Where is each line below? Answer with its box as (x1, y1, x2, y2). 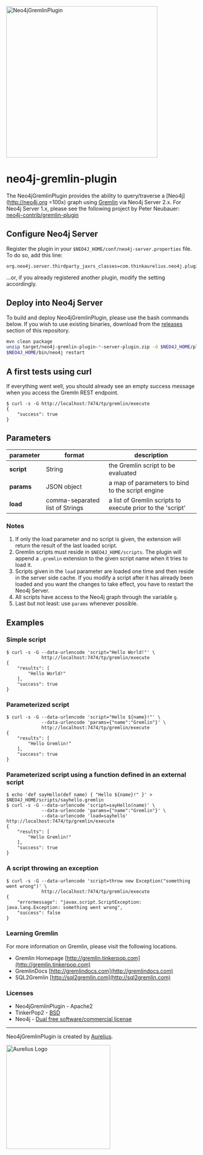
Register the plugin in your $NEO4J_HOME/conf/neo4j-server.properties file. (6, 245, 192, 252)
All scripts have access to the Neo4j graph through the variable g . (14, 594, 178, 601)
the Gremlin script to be (108, 461, 176, 469)
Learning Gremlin (6, 929, 59, 938)
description (134, 451, 169, 459)
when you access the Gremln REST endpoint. (6, 389, 119, 396)
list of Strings (46, 503, 83, 512)
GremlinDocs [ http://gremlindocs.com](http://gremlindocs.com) (14, 967, 173, 975)
